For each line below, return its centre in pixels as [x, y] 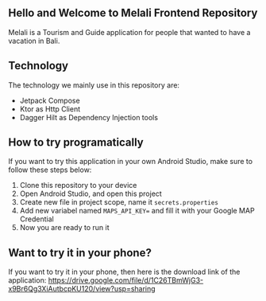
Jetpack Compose [50, 100]
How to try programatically [76, 143]
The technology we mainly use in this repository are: [94, 85]
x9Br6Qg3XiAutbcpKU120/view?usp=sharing [82, 289]
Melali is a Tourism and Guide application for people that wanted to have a [129, 32]
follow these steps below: [50, 170]
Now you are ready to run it [64, 228]
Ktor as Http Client [50, 109]
